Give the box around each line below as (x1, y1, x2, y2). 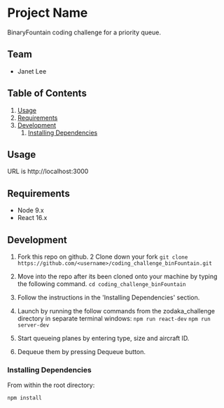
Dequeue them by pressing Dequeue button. (17, 348, 146, 355)
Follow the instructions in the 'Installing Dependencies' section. (17, 293, 200, 301)
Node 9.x (17, 206, 44, 215)
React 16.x (17, 214, 48, 222)
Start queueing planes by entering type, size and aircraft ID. (17, 334, 190, 342)
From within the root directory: (7, 381, 95, 390)
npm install (7, 395, 42, 402)
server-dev (17, 322, 50, 329)
